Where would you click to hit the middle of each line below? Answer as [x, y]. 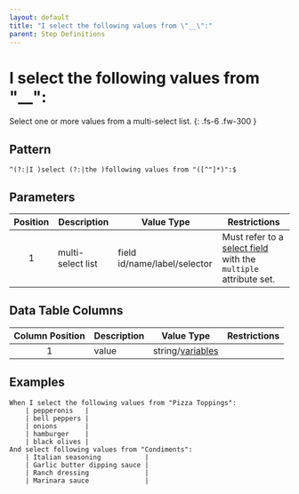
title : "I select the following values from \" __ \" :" [111, 26]
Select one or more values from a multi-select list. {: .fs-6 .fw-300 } [133, 122]
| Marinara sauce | [87, 481]
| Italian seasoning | [87, 457]
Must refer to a [253, 236]
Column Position [50, 336]
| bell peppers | [57, 418]
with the [239, 259]
